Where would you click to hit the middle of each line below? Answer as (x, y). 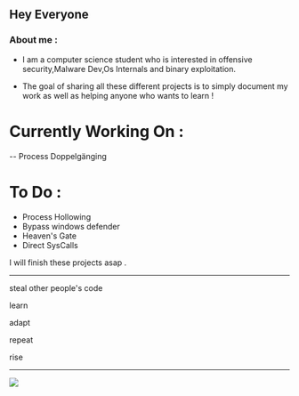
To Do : (36, 192)
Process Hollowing (57, 216)
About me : (33, 40)
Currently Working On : (97, 131)
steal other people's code (56, 287)
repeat (21, 339)
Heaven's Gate (49, 236)
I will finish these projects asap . (68, 263)
